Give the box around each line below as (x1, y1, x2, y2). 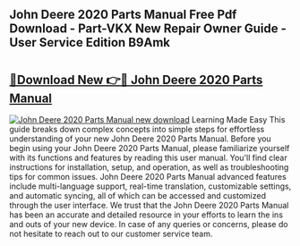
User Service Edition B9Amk (9, 35, 170, 50)
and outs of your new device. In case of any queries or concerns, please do (9, 219, 288, 229)
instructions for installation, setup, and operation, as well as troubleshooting (9, 162, 289, 173)
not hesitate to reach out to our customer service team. (9, 228, 213, 239)
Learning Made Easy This (191, 115, 286, 124)
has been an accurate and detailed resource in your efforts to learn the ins (9, 209, 284, 220)
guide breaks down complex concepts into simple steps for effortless (9, 124, 265, 134)
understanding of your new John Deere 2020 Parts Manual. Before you (9, 133, 271, 144)
